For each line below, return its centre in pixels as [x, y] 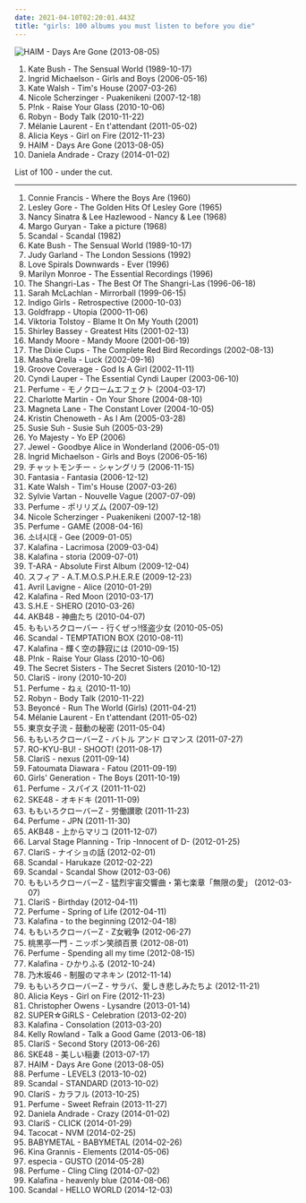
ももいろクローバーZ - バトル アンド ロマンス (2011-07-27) [136, 739]
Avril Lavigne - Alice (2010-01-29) [90, 587]
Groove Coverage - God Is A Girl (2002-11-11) [111, 369]
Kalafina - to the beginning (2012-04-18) [102, 921]
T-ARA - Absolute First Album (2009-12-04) [108, 566]
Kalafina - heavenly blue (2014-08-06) [99, 1180]
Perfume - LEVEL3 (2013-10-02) [87, 1074]
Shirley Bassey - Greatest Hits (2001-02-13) [108, 331]
